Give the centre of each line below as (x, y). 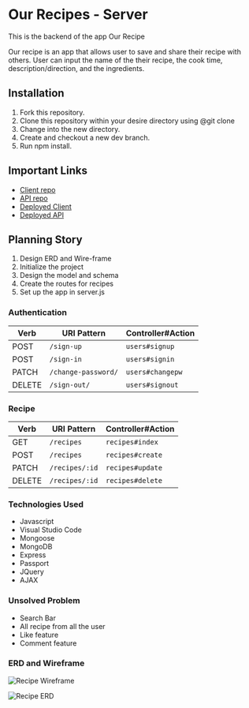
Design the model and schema (69, 275)
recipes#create (134, 455)
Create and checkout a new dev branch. (85, 137)
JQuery (32, 572)
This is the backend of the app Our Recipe (77, 36)
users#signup (150, 346)
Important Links (48, 171)
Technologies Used (46, 504)
